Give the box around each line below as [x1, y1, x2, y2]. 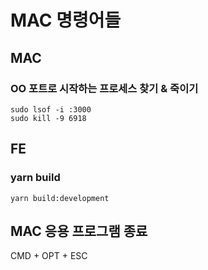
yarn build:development [10, 193, 110, 203]
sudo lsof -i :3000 [10, 104, 92, 115]
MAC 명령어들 [10, 9, 122, 32]
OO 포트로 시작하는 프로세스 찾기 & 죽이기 [10, 81, 199, 95]
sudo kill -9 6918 [10, 113, 87, 123]
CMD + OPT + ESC [10, 250, 88, 262]
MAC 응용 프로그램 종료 [10, 222, 148, 240]
